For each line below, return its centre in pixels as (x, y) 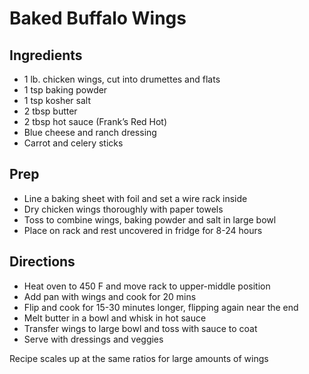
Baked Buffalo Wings (98, 18)
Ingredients (46, 55)
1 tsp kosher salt (57, 100)
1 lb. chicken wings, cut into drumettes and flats (122, 79)
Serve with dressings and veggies (93, 339)
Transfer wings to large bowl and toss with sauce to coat (140, 328)
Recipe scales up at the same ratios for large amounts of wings (139, 358)
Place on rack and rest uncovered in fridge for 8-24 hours (143, 230)
